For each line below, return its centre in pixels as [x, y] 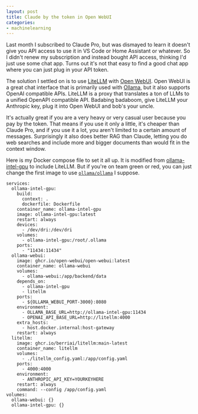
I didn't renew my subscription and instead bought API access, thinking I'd [96, 57]
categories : [21, 22]
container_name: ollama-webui [54, 266]
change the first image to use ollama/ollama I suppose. [73, 173]
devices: [27, 225]
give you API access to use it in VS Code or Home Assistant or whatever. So [98, 51]
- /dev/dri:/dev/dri [47, 230]
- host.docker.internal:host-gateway [68, 328]
